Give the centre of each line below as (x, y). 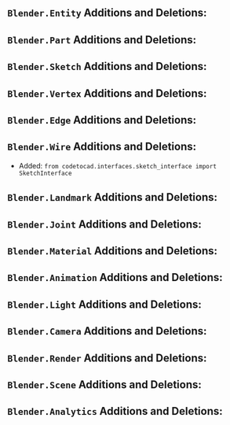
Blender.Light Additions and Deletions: (104, 304)
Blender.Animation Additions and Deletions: (115, 277)
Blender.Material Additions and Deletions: (112, 251)
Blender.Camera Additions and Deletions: (107, 331)
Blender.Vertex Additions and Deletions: (107, 93)
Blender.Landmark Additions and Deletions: (112, 197)
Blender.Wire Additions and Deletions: (102, 147)
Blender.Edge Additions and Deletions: (102, 120)
